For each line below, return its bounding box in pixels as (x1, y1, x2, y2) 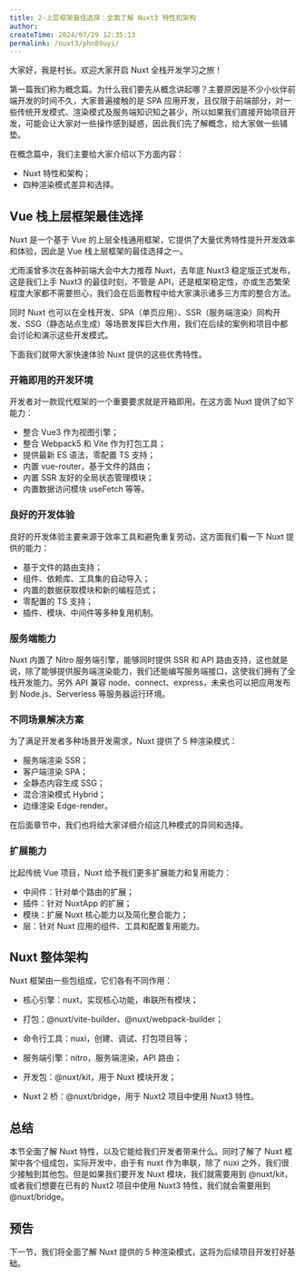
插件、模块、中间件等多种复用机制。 (22, 607, 159, 618)
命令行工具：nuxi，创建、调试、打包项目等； (22, 1033, 191, 1044)
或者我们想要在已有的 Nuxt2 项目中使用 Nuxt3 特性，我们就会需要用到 (9, 1180, 271, 1191)
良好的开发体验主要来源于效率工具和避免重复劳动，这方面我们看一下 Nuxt (9, 530, 284, 541)
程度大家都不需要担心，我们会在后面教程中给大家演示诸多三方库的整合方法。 (9, 288, 296, 299)
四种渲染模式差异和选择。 (22, 179, 119, 191)
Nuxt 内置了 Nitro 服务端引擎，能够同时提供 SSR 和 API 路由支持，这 (9, 654, 265, 665)
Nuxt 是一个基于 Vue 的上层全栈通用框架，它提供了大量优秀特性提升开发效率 (9, 234, 296, 245)
